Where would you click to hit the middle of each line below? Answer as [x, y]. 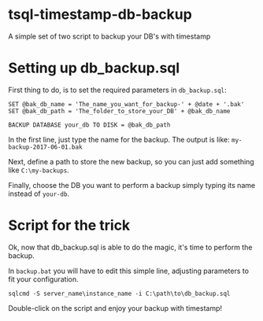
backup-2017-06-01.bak [45, 147]
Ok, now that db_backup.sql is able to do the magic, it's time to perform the [130, 247]
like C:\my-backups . [39, 170]
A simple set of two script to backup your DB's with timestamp [109, 36]
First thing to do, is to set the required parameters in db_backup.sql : [117, 90]
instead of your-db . [39, 194]
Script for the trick [69, 225]
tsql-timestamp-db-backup [100, 15]
